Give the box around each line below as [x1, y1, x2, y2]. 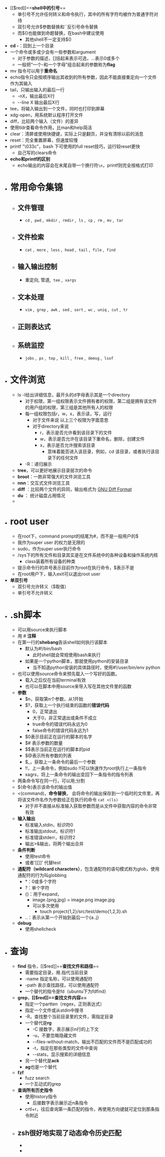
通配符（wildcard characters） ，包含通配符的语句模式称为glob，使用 [17, 866, 159, 872]
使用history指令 [25, 1094, 57, 1100]
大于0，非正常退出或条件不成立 [32, 715, 97, 721]
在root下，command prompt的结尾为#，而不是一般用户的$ [17, 533, 139, 539]
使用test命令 [25, 853, 51, 859]
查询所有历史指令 [17, 1087, 53, 1094]
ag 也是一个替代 [25, 1064, 57, 1070]
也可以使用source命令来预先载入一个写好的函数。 [17, 671, 120, 677]
